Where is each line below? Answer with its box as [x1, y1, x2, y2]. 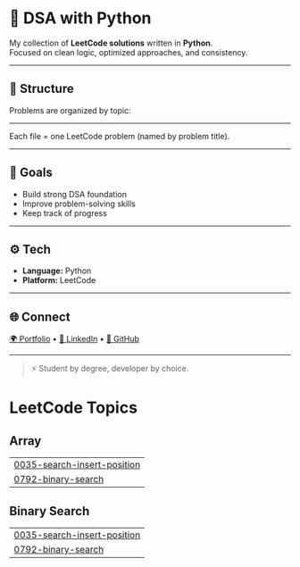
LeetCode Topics [9, 397, 138, 418]
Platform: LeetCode [21, 275, 96, 286]
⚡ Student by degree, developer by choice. [30, 363, 189, 374]
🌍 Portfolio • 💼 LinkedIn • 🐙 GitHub [9, 334, 140, 345]
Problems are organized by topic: [9, 104, 131, 115]
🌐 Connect [9, 309, 71, 324]
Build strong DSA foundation [21, 188, 128, 199]
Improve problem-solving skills [21, 198, 137, 209]
